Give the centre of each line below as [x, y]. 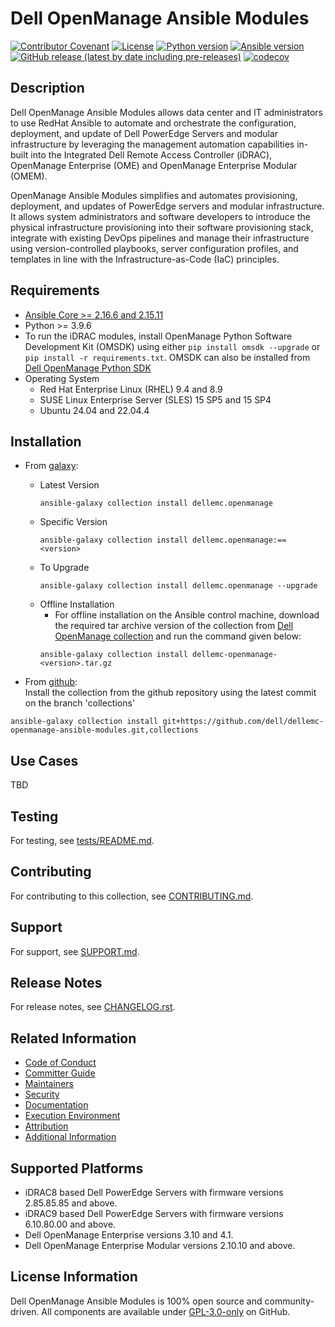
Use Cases [44, 760]
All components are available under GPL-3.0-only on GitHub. [166, 1311]
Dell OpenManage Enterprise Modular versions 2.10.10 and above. [160, 1246]
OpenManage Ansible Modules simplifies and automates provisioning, [154, 195]
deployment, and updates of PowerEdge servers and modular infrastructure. [167, 206]
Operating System [62, 378]
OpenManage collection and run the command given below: [178, 636]
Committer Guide [60, 1073]
